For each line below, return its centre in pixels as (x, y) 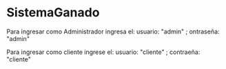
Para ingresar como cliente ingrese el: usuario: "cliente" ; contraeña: (103, 52)
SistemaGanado (53, 13)
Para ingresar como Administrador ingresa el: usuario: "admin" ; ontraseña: (113, 31)
